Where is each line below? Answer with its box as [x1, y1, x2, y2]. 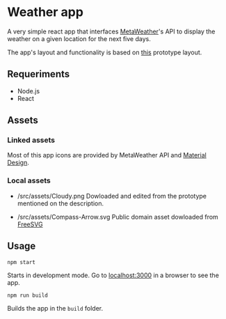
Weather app [7, 4, 83, 20]
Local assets [7, 176, 51, 185]
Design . [7, 158, 29, 167]
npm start [7, 258, 36, 265]
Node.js [17, 86, 40, 95]
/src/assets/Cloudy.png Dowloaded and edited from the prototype [17, 192, 207, 200]
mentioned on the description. [17, 199, 104, 208]
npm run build [7, 292, 49, 299]
